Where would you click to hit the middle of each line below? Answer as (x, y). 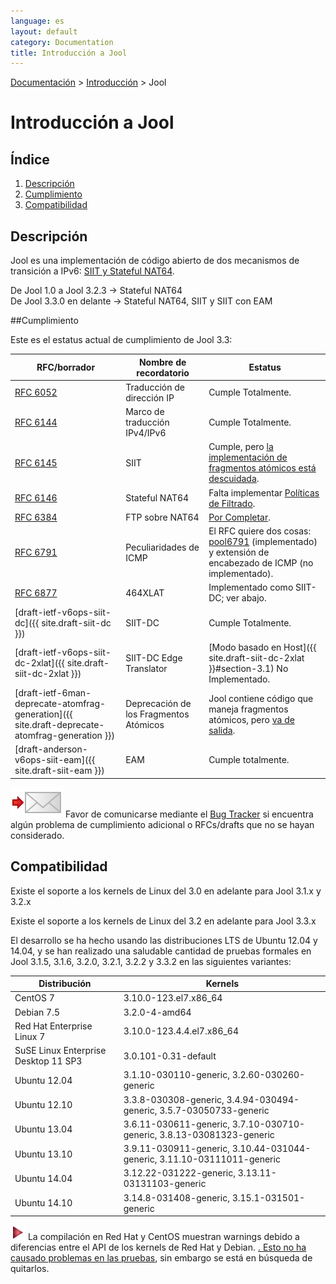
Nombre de (162, 362)
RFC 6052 (36, 392)
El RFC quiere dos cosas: (260, 531)
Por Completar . (239, 517)
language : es (37, 21)
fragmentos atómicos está (262, 468)
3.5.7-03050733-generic (214, 1110)
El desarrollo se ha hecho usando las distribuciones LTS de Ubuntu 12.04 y (164, 940)
